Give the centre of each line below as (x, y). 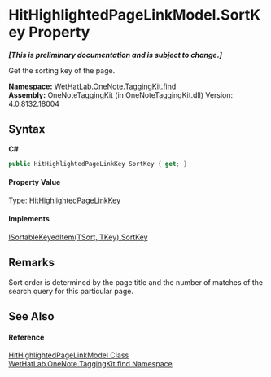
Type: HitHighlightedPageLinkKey (65, 200)
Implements (29, 219)
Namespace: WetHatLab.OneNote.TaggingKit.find (92, 86)
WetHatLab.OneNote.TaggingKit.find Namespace (90, 364)
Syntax (27, 129)
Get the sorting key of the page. (62, 70)
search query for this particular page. (71, 291)
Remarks (32, 263)
